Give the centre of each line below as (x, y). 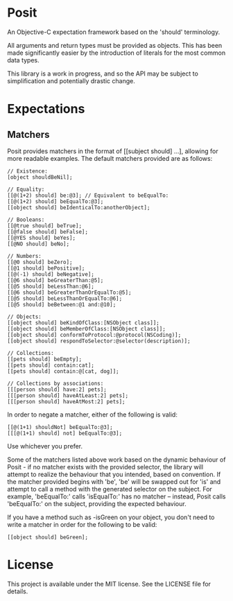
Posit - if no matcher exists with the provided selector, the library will (105, 467)
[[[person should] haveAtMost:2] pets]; (67, 401)
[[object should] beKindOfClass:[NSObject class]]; (83, 323)
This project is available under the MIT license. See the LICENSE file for (109, 584)
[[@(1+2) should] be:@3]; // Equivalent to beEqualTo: (88, 195)
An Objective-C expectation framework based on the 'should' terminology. (114, 32)
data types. (23, 60)
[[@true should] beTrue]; (44, 226)
